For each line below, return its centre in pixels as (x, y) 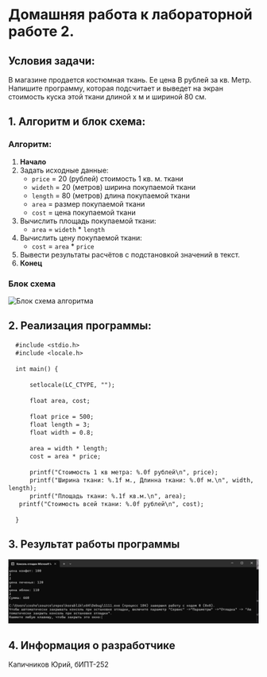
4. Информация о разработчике (92, 645)
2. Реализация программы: (80, 326)
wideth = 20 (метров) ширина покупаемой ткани (114, 187)
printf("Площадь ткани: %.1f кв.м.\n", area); (108, 496)
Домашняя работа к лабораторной (130, 15)
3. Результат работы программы (94, 545)
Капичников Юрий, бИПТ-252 (58, 664)
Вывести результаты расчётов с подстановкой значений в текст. (130, 254)
